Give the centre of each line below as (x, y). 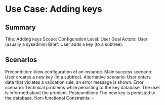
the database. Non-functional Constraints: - (50, 98)
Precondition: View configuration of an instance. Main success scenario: (79, 71)
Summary (21, 27)
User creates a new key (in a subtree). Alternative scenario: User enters (78, 77)
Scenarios (21, 60)
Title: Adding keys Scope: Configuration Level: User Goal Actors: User (76, 39)
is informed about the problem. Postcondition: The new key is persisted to (80, 93)
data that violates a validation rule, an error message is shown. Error (75, 82)
